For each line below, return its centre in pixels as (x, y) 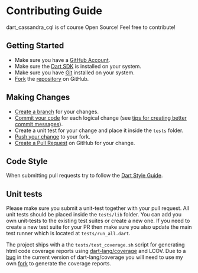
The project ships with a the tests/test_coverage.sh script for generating (95, 245)
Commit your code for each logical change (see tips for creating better (101, 118)
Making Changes (38, 98)
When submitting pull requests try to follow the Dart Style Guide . (85, 176)
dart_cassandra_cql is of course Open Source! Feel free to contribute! (91, 27)
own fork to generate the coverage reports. (59, 264)
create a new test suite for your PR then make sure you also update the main (99, 227)
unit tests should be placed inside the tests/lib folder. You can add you (94, 215)
